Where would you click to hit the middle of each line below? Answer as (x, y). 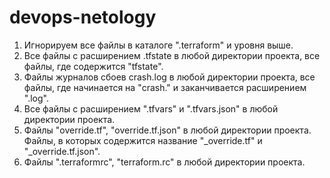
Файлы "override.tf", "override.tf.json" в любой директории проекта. (167, 130)
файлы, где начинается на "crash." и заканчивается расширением (165, 87)
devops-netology (83, 17)
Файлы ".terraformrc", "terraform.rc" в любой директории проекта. (164, 162)
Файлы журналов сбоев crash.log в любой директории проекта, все (169, 77)
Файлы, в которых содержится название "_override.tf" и (143, 140)
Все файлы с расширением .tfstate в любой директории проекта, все (172, 55)
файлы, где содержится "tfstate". (93, 66)
